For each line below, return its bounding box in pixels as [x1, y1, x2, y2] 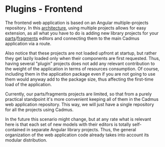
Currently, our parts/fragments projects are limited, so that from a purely [5, 91, 152, 97]
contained [5, 126, 26, 132]
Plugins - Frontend [5, 3, 83, 15]
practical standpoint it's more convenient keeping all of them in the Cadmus [5, 96, 159, 102]
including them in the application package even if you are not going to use [5, 71, 156, 77]
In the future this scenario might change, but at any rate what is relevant [5, 116, 151, 122]
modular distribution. [5, 137, 48, 143]
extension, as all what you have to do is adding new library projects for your [5, 30, 159, 36]
